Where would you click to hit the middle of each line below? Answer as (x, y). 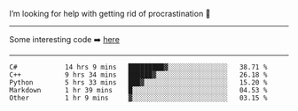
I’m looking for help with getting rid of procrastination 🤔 (110, 14)
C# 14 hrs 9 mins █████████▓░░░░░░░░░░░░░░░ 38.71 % (138, 67)
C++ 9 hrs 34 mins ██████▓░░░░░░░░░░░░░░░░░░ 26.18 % (138, 75)
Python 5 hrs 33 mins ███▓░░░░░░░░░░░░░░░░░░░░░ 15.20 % (138, 83)
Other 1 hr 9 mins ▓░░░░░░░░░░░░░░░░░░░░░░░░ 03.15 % (138, 98)
